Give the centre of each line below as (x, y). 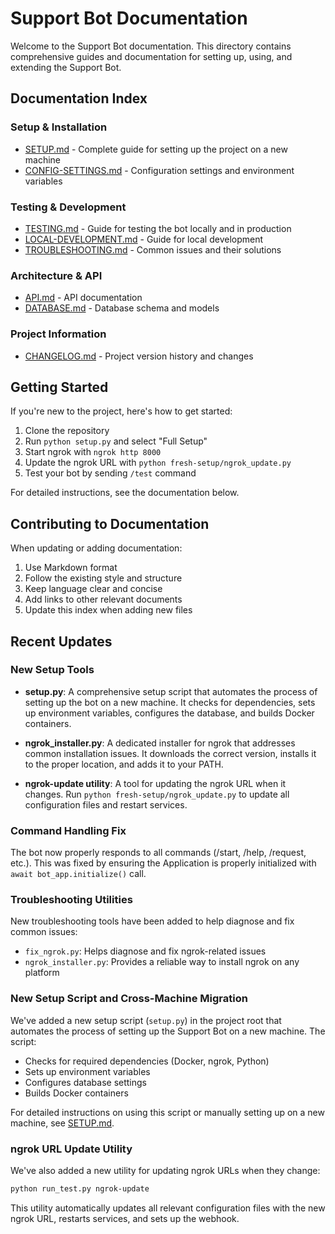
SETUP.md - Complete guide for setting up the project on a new (156, 149)
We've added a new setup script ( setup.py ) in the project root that (146, 1020)
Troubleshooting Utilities (71, 900)
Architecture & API (56, 275)
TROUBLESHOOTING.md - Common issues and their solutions (153, 249)
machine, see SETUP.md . (62, 1123)
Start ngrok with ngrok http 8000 (93, 452)
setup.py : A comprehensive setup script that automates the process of (171, 691)
